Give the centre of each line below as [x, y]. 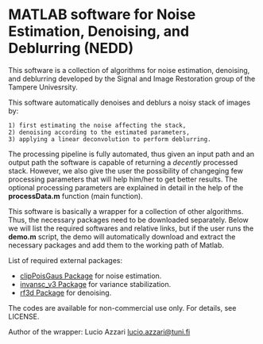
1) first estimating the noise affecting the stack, [97, 125]
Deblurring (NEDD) [71, 48]
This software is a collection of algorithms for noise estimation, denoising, [129, 70]
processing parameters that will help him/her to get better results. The [123, 179]
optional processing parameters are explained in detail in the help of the [126, 187]
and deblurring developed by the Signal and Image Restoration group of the [132, 78]
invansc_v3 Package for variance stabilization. [95, 284]
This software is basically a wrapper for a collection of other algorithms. [126, 211]
